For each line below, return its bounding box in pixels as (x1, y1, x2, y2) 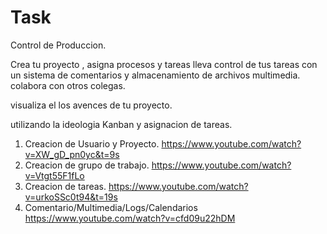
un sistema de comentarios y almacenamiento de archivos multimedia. (10, 69, 301, 81)
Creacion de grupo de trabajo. (24, 159, 150, 171)
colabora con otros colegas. (10, 79, 126, 91)
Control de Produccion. (10, 39, 107, 51)
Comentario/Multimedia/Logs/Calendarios (24, 201, 198, 213)
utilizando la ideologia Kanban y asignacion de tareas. (10, 118, 233, 130)
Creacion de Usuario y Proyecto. (24, 137, 160, 150)
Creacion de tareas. (24, 180, 107, 192)
